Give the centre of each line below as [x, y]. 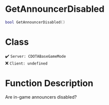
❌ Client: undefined [27, 63]
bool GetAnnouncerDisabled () [35, 22]
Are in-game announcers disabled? [41, 97]
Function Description [49, 83]
